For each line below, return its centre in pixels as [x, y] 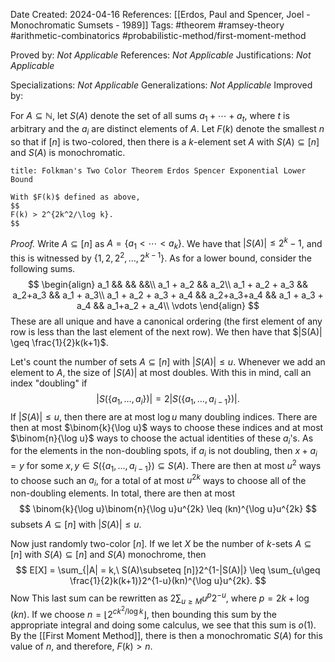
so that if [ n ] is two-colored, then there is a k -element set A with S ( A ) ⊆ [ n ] [165, 141]
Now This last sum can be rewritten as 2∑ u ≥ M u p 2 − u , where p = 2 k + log [160, 598]
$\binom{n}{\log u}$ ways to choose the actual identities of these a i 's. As [162, 439]
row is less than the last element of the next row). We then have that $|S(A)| [166, 331]
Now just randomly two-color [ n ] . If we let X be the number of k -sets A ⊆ [161, 543]
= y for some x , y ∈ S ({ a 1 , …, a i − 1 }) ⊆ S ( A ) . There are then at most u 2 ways [166, 466]
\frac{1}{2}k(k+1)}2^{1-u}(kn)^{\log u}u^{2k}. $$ [168, 580]
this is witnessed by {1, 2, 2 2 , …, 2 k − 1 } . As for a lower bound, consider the [161, 257]
